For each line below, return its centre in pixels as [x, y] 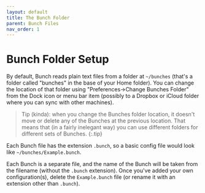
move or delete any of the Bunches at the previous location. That [103, 121]
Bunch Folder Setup [58, 59]
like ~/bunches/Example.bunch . [44, 152]
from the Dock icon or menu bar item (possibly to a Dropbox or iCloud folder [103, 96]
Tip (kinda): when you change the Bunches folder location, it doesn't [108, 115]
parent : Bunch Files [33, 23]
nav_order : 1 [23, 29]
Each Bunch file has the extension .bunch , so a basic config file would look [101, 146]
